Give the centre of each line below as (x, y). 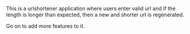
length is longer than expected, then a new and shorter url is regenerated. (95, 15)
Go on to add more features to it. (45, 26)
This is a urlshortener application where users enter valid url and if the (91, 8)
